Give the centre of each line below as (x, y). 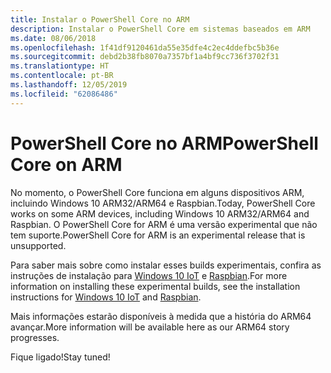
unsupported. (38, 245)
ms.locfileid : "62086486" (64, 94)
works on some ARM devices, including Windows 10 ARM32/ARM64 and (160, 213)
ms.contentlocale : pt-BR (62, 76)
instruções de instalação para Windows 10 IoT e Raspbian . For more (149, 275)
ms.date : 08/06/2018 (53, 38)
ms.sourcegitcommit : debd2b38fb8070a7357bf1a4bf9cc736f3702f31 (145, 57)
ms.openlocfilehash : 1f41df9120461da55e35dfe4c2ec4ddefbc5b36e (145, 47)
